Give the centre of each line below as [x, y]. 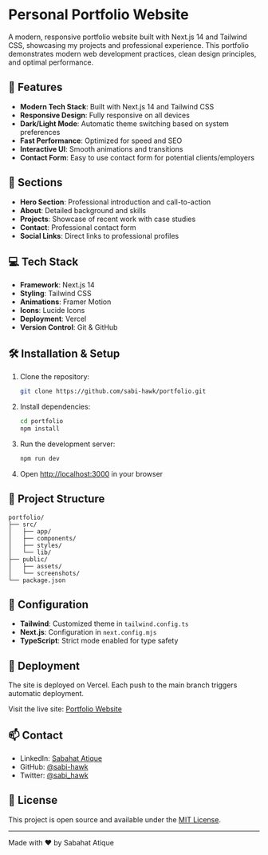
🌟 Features [35, 87]
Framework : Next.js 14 [57, 285]
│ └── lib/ [30, 552]
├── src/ [23, 524]
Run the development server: [67, 444]
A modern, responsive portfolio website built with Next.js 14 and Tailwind [128, 37]
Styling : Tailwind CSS [55, 294]
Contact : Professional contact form [78, 227]
